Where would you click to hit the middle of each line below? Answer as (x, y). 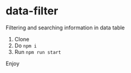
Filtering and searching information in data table (65, 28)
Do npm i (26, 45)
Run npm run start (38, 51)
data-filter (32, 11)
